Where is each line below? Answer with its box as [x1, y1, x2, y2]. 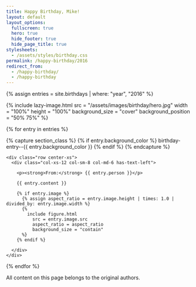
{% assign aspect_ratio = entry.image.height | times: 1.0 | [21, 196, 175, 202]
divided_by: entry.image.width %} [6, 201, 91, 207]
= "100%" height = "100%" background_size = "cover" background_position [6, 108, 191, 115]
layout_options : [6, 19, 46, 25]
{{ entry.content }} [16, 181, 67, 186]
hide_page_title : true [11, 42, 67, 48]
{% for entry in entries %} [6, 126, 69, 133]
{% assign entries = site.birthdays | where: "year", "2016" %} [6, 91, 154, 98]
